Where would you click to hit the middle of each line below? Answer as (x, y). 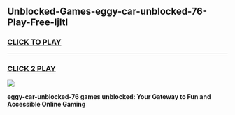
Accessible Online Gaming (47, 104)
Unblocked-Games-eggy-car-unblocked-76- (107, 11)
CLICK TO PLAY (34, 43)
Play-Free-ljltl (38, 23)
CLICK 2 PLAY (31, 68)
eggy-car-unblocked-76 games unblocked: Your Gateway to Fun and (109, 96)
